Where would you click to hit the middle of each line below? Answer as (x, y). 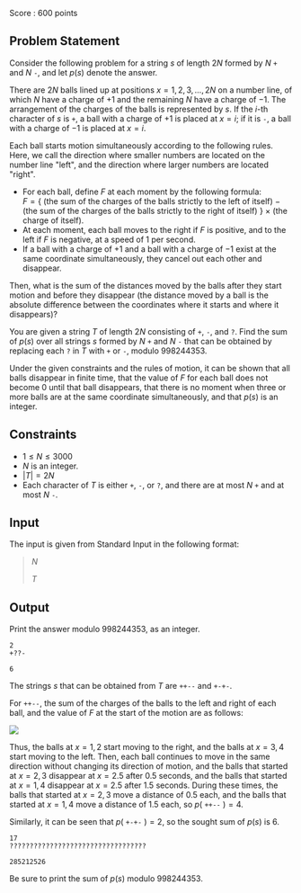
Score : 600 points (44, 13)
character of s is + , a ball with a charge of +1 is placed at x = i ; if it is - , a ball (150, 118)
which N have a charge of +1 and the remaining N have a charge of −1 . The (148, 99)
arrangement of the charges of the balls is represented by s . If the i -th (139, 109)
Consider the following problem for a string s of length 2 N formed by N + (143, 63)
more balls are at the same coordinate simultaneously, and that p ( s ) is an (144, 397)
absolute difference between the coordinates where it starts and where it (144, 304)
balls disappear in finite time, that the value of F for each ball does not (139, 378)
